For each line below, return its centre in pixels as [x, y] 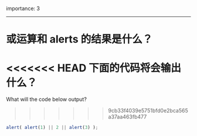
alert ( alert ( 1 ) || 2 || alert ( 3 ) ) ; [52, 128]
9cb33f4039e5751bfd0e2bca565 [148, 111]
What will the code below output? [46, 99]
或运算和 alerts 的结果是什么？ [79, 39]
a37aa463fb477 [128, 117]
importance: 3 [23, 8]
